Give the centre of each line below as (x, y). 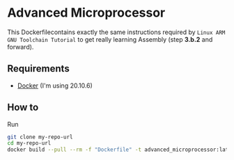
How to (23, 107)
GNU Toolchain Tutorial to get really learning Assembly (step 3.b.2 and (110, 39)
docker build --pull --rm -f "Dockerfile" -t (74, 150)
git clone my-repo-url (40, 137)
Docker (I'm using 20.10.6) (55, 86)
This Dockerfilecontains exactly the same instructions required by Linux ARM (116, 32)
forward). (21, 47)
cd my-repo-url (29, 143)
